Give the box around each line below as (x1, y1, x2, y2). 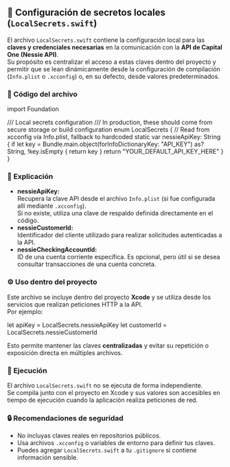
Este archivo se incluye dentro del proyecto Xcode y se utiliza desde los (7, 293, 211, 301)
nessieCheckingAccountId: (16, 246, 97, 254)
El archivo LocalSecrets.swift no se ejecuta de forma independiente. (7, 381, 203, 390)
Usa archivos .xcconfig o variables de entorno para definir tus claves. (16, 439, 216, 447)
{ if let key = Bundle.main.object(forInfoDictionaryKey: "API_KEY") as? (7, 140, 205, 148)
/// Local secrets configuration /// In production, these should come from (7, 118, 213, 127)
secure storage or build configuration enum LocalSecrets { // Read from (7, 125, 210, 134)
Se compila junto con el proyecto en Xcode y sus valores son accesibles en (7, 389, 221, 396)
